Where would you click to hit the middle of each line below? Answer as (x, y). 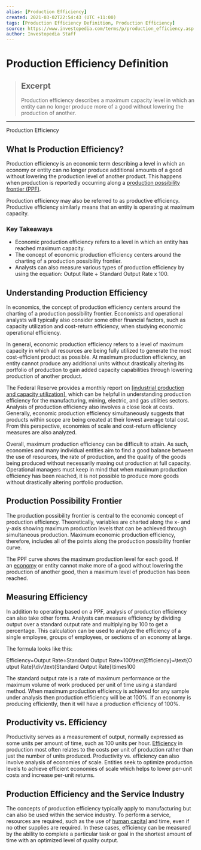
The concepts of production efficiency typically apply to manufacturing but (99, 809)
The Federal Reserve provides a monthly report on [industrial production (95, 388)
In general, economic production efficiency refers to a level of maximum (95, 344)
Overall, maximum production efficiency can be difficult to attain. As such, (98, 444)
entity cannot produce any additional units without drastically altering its (95, 364)
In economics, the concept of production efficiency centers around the (93, 307)
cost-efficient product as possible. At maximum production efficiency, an (96, 357)
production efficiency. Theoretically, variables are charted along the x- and (98, 522)
